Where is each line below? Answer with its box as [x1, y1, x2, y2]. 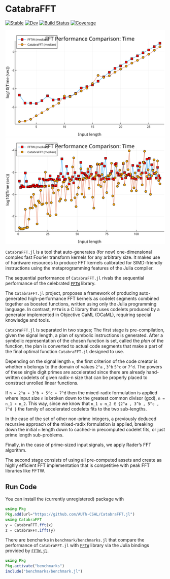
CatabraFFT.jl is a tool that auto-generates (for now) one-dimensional [5, 249, 152, 255]
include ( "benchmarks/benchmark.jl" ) [5, 569, 83, 574]
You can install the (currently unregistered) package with [5, 496, 124, 502]
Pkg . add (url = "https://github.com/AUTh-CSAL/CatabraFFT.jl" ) [5, 512, 135, 517]
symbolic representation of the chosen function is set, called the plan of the [5, 338, 164, 344]
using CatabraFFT [5, 517, 42, 522]
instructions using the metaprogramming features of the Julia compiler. [5, 265, 154, 271]
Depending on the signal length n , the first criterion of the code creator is [5, 358, 158, 364]
